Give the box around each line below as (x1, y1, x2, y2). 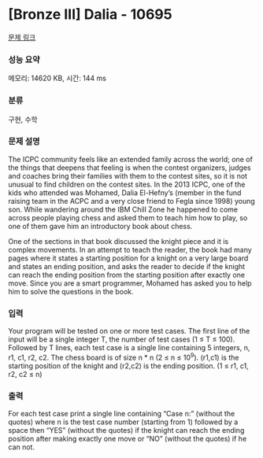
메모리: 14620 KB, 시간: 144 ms (8, 73, 106, 83)
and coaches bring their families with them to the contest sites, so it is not (8, 171, 248, 180)
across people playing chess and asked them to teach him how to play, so (8, 212, 248, 222)
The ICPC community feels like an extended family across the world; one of (8, 154, 254, 164)
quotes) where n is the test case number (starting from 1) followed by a (8, 417, 239, 427)
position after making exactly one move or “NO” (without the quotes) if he (8, 434, 247, 444)
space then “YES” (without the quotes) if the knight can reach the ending (8, 426, 245, 435)
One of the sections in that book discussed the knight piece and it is (8, 236, 229, 246)
